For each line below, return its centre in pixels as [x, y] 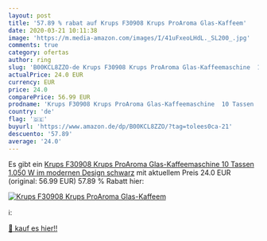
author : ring [30, 60]
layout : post [30, 16]
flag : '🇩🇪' [28, 119]
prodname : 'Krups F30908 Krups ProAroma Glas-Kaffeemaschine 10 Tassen [131, 104]
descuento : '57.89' [41, 134]
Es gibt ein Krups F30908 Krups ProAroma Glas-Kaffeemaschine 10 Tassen [131, 164]
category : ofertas [39, 52]
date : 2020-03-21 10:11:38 [53, 30]
